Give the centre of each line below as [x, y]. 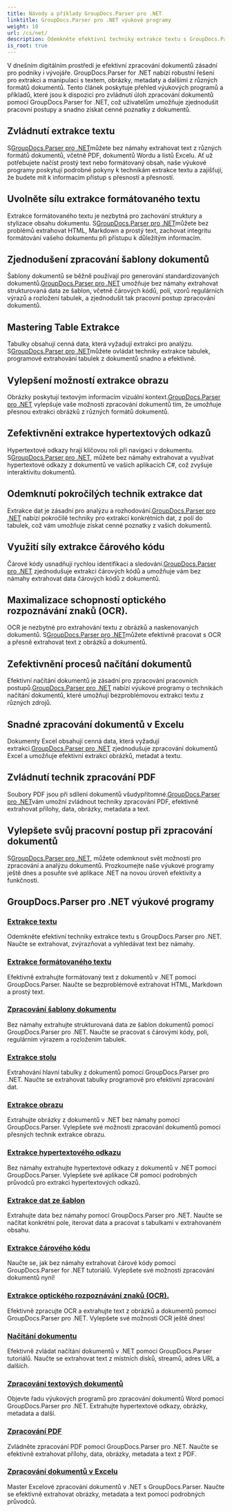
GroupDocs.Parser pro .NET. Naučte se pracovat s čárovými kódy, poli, [108, 1032]
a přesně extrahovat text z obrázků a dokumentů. [77, 642]
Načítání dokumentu [42, 1336]
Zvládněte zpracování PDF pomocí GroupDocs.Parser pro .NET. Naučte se [113, 1446]
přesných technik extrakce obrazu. [57, 1134]
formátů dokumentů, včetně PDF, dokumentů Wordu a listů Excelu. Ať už [110, 155]
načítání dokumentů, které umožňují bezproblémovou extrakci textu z [106, 695]
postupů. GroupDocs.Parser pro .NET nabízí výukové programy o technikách [115, 688]
